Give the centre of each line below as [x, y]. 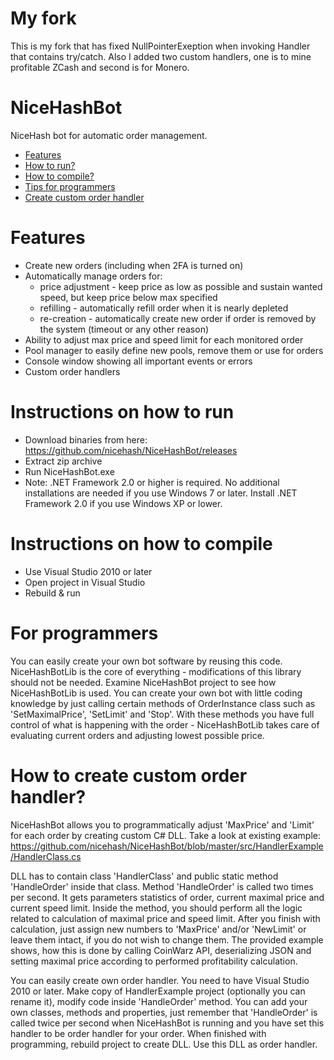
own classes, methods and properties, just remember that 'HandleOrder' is [164, 1012]
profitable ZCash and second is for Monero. [100, 67]
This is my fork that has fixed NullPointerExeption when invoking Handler [160, 46]
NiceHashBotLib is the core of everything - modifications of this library [156, 671]
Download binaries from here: [86, 439]
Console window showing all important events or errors [138, 361]
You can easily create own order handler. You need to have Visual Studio [160, 980]
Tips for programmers [70, 186]
